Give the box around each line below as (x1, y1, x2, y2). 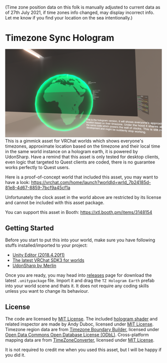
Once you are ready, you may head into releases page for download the (5, 272, 152, 278)
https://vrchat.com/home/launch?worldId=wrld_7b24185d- (31, 180, 151, 185)
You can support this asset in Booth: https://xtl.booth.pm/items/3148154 (5, 209, 153, 215)
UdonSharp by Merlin (12, 263, 57, 269)
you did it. (5, 352, 26, 358)
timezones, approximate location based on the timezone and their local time (5, 143, 161, 149)
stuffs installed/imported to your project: (5, 242, 88, 248)
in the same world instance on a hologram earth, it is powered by (5, 149, 138, 155)
